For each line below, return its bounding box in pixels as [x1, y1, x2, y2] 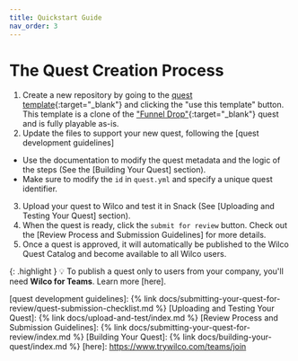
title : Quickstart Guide [9, 13, 102, 22]
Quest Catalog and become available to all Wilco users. [22, 249, 227, 260]
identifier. [22, 183, 58, 194]
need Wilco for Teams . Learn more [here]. [9, 276, 166, 287]
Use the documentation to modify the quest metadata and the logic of [22, 154, 281, 166]
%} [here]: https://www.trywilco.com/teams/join [68, 341, 247, 352]
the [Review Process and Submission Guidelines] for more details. [22, 230, 267, 241]
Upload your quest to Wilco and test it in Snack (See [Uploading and [22, 201, 276, 212]
